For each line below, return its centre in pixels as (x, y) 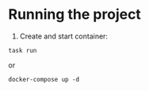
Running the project (74, 15)
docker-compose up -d (44, 79)
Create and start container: (64, 36)
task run (23, 50)
